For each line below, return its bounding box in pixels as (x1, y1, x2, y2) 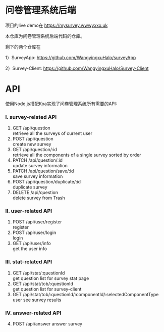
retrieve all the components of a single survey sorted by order (12, 152, 141, 158)
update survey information (12, 163, 68, 169)
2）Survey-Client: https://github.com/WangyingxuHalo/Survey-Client (5, 65, 149, 71)
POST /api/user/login (12, 229, 57, 235)
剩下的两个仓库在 (5, 43, 41, 50)
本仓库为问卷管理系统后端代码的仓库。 (5, 33, 85, 39)
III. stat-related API (5, 258, 52, 265)
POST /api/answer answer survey (12, 321, 82, 327)
